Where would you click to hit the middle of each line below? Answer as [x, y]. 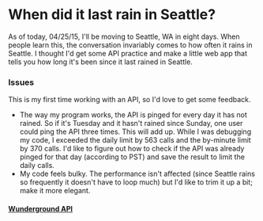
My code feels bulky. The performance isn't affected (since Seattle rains [137, 174]
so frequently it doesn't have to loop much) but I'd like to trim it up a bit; [136, 182]
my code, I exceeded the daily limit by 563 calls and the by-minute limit [135, 140]
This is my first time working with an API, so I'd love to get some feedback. [130, 100]
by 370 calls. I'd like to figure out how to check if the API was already [132, 149]
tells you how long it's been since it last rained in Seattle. [101, 62]
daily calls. [37, 166]
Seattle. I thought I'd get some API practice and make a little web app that [128, 53]
